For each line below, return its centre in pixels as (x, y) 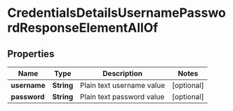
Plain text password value (122, 97)
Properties (31, 54)
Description (122, 73)
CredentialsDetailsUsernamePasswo (117, 13)
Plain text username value (122, 85)
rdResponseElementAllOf (83, 28)
